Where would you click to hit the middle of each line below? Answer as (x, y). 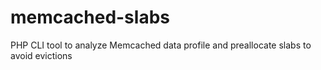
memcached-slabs (90, 17)
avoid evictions (41, 55)
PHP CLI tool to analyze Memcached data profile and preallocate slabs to (161, 45)
